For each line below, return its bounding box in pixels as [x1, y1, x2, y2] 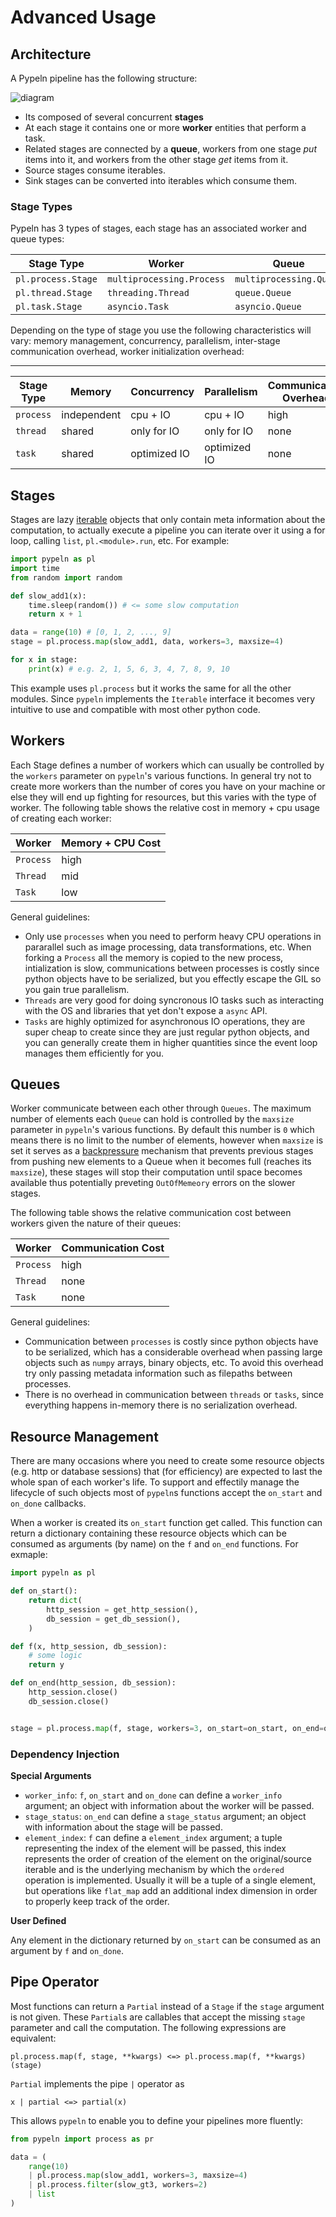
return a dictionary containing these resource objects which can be [10, 1527, 287, 1540]
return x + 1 [28, 609, 83, 620]
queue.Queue [234, 287, 292, 299]
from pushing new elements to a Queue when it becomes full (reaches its [10, 1156, 312, 1168]
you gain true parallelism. [24, 983, 130, 995]
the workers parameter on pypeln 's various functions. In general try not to [10, 769, 312, 781]
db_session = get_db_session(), [46, 1614, 182, 1624]
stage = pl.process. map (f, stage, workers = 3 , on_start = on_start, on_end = [10, 1723, 325, 1733]
